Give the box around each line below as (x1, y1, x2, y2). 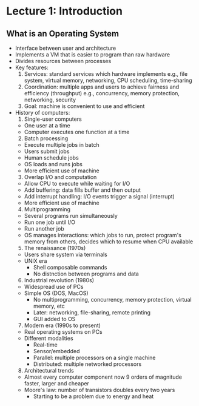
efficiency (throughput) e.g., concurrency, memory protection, (24, 90, 180, 96)
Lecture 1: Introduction (6, 4, 123, 18)
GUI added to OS (33, 316, 76, 322)
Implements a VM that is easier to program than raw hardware (15, 51, 170, 58)
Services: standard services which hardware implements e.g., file (24, 70, 188, 77)
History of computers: (15, 109, 70, 116)
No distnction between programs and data (33, 270, 140, 277)
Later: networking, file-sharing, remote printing (33, 309, 150, 316)
